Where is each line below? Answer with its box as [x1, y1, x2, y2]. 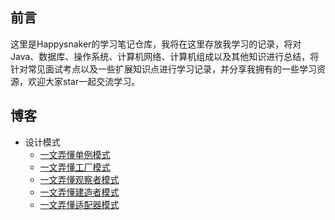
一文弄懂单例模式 [39, 148, 111, 160]
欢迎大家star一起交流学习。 [27, 75, 141, 87]
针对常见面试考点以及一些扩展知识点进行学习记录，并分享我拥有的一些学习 [10, 63, 317, 75]
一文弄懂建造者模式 [39, 186, 120, 198]
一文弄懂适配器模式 [39, 198, 120, 210]
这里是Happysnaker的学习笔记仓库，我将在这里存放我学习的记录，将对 [10, 38, 302, 50]
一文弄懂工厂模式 [39, 161, 111, 173]
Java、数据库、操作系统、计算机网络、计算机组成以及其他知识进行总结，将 [10, 50, 320, 62]
